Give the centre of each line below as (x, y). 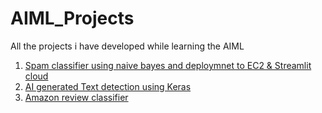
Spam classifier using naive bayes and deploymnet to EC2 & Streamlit (168, 65)
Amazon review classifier (76, 97)
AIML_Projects (72, 18)
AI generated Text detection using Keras (108, 86)
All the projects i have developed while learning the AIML (127, 46)
